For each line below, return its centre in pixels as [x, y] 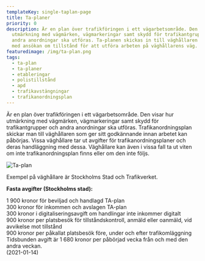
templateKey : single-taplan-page [49, 12]
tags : [13, 57]
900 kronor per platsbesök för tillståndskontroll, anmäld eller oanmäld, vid [99, 220]
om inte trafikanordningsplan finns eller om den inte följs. [78, 153]
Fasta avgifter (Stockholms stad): [50, 188]
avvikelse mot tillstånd [34, 226]
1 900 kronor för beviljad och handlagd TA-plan [66, 200]
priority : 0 [21, 23]
